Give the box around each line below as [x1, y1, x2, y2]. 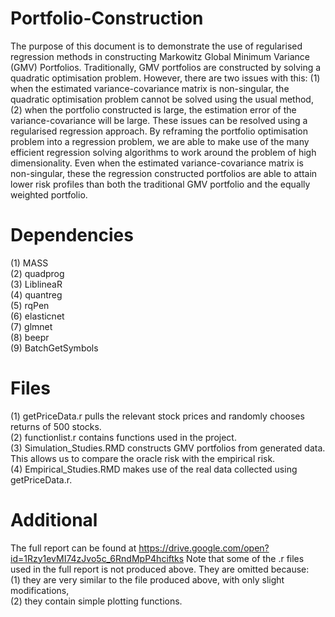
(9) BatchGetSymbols [10, 342, 99, 354]
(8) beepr [10, 331, 50, 343]
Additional [10, 509, 98, 531]
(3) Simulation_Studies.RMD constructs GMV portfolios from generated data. [10, 442, 326, 454]
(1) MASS [10, 257, 49, 269]
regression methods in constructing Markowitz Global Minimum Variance [10, 50, 310, 62]
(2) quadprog [10, 267, 65, 279]
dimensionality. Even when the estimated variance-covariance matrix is [10, 157, 304, 169]
